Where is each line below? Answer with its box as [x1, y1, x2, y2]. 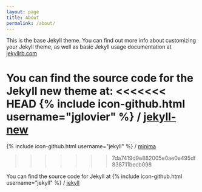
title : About [6, 15, 39, 21]
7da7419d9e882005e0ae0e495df [112, 154, 196, 162]
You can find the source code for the [6, 71, 194, 85]
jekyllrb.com [6, 50, 38, 57]
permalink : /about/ [6, 20, 56, 26]
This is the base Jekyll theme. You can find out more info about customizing [6, 37, 196, 44]
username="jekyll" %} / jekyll [6, 179, 80, 187]
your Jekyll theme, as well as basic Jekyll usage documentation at [6, 43, 172, 50]
